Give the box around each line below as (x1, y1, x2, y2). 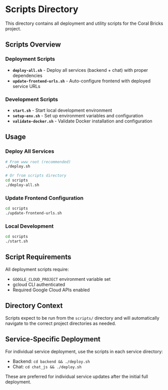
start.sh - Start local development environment (12, 107, 113, 113)
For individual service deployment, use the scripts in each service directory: (5, 348, 163, 355)
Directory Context (5, 301, 63, 310)
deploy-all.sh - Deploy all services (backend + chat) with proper (12, 67, 148, 73)
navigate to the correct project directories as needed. (5, 320, 116, 326)
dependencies (12, 72, 43, 78)
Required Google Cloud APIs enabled (12, 287, 90, 293)
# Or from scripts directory (5, 173, 67, 178)
